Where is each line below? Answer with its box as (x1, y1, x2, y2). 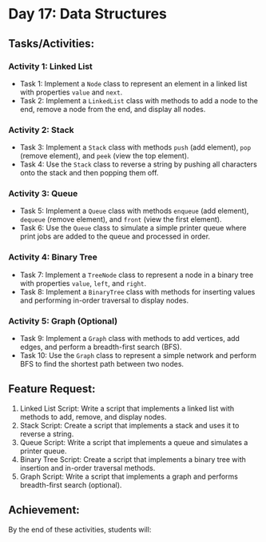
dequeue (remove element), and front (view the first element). (19, 215, 222, 224)
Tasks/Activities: (8, 37, 94, 50)
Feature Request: (8, 382, 96, 396)
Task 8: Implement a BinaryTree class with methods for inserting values (19, 287, 256, 296)
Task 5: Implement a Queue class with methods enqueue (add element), (19, 206, 249, 216)
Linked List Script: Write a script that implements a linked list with (19, 403, 235, 413)
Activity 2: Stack (8, 124, 74, 135)
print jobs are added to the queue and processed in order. (19, 231, 210, 241)
